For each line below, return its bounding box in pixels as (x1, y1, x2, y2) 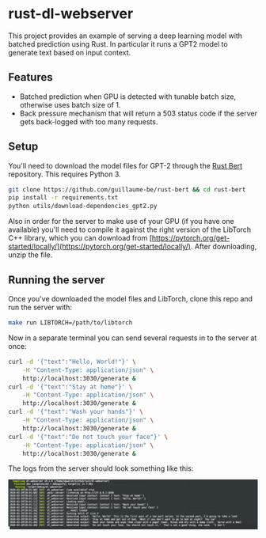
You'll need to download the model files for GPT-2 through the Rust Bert (8, 161, 243, 170)
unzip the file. (8, 250, 53, 260)
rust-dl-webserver (8, 5, 134, 23)
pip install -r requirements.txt (8, 194, 119, 202)
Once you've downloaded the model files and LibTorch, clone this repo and (8, 294, 253, 303)
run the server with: (8, 302, 73, 312)
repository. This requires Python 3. (8, 169, 121, 179)
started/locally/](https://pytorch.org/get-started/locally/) (8, 242, 192, 252)
